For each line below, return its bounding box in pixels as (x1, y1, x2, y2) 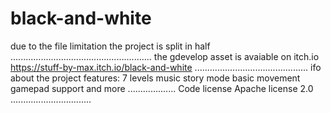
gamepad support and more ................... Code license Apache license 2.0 (10, 82, 314, 94)
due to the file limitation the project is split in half (10, 40, 211, 52)
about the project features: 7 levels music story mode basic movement (10, 72, 301, 84)
